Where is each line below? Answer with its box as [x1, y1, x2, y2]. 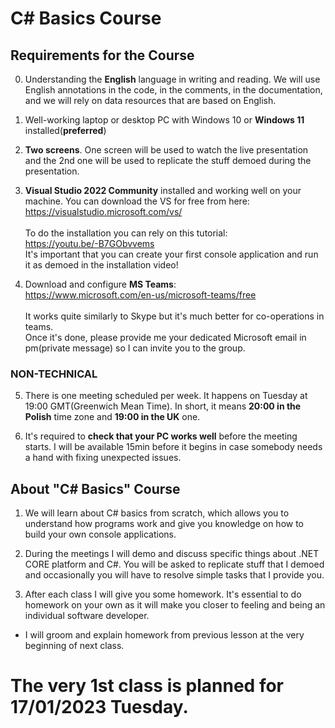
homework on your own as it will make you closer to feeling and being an [24, 599, 326, 611]
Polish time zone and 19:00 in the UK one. [24, 411, 201, 423]
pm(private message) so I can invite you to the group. [24, 342, 246, 354]
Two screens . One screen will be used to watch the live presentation [24, 144, 309, 156]
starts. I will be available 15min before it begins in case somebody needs [24, 441, 323, 453]
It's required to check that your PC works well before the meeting [24, 430, 298, 442]
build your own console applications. [24, 528, 177, 541]
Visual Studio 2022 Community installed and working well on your [24, 185, 302, 196]
